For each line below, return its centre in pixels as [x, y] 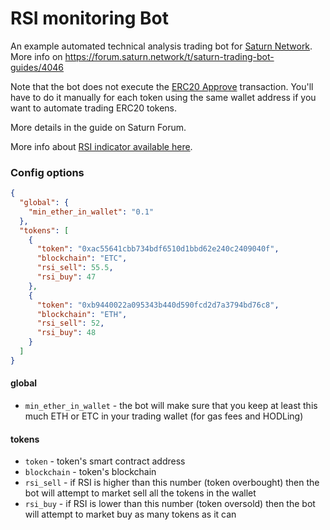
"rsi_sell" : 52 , [70, 323]
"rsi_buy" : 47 [66, 277]
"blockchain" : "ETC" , [82, 258]
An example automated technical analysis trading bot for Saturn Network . [161, 46]
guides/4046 [37, 67]
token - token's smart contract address [105, 461]
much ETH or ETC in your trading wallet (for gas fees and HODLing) [164, 416]
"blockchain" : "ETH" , [82, 314]
